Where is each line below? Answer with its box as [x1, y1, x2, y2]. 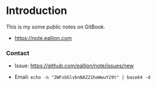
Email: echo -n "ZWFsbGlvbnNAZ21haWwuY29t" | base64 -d [14, 74, 151, 81]
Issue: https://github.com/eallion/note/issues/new [14, 62, 134, 69]
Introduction [6, 4, 68, 17]
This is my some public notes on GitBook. [6, 23, 106, 30]
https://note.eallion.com [14, 34, 72, 41]
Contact [6, 49, 30, 57]
